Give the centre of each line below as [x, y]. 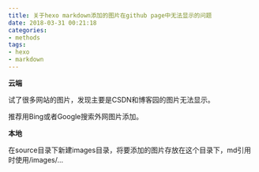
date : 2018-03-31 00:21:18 [53, 23]
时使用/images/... [36, 159]
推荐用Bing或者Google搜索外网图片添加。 [76, 116]
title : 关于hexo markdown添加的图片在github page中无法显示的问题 [110, 15]
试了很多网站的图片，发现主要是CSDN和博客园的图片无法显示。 [111, 99]
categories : [28, 30]
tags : [17, 45]
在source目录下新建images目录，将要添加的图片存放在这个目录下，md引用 [129, 150]
